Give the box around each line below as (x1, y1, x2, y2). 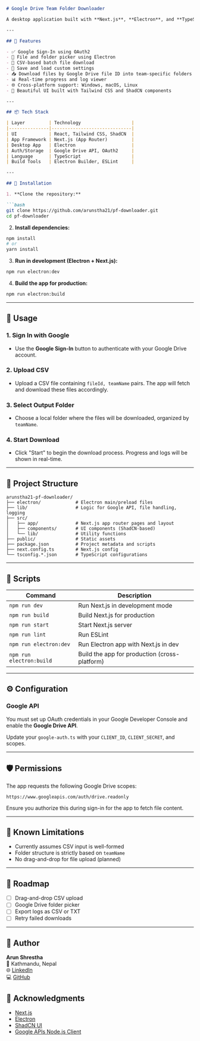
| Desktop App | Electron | (6, 142, 135, 148)
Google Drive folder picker (14, 901, 80, 908)
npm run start (9, 622, 49, 628)
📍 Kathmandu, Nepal (6, 960, 57, 968)
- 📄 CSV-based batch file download (6, 60, 95, 66)
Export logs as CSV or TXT (14, 908, 81, 915)
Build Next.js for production (78, 611, 155, 619)
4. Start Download (6, 436, 60, 444)
